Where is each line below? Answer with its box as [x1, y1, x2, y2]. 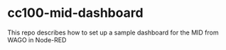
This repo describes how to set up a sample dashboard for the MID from [7, 28, 219, 37]
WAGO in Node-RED [7, 35, 67, 44]
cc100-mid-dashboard [7, 5, 144, 21]
